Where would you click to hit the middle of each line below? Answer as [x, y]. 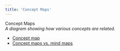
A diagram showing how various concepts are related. [60, 28]
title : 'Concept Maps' [28, 9]
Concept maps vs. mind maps [42, 43]
